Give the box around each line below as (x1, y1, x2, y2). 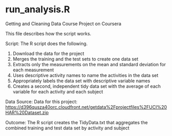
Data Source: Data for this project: (5, 99, 78, 105)
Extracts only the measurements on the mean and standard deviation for (12, 61, 166, 67)
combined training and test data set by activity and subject (5, 125, 130, 131)
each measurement (12, 67, 54, 73)
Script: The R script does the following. (5, 40, 88, 47)
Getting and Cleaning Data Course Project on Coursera (5, 21, 122, 27)
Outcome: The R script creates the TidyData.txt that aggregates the (5, 119, 148, 125)
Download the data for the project (12, 50, 85, 56)
